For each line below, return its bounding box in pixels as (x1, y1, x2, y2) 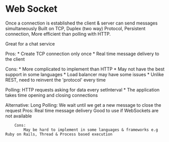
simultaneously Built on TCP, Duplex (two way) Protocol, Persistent (5, 25, 146, 31)
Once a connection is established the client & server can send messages (5, 20, 158, 26)
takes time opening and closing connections (5, 92, 98, 98)
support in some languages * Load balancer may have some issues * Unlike (5, 71, 164, 77)
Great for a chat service (5, 40, 55, 46)
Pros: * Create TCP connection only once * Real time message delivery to (5, 51, 159, 57)
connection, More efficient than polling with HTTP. (5, 31, 111, 37)
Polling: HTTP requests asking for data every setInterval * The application (5, 86, 160, 92)
